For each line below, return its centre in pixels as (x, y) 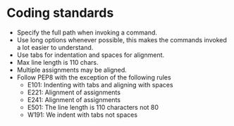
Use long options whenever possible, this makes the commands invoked (122, 39)
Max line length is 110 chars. (57, 62)
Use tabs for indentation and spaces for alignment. (91, 55)
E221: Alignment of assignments (74, 92)
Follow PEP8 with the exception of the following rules (94, 77)
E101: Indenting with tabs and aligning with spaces (100, 84)
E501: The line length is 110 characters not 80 (93, 107)
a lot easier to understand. (55, 47)
